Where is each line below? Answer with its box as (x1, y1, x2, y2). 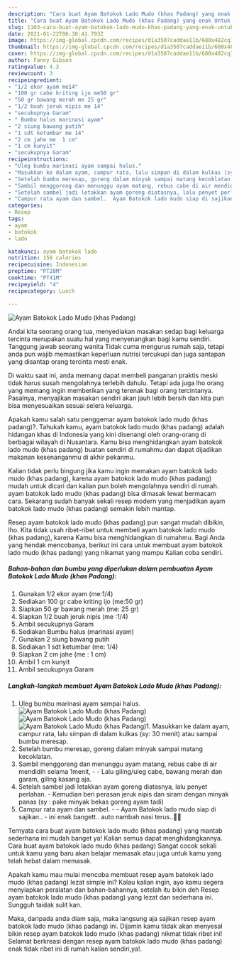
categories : (8, 202, 43, 210)
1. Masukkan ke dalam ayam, (145, 722, 230, 730)
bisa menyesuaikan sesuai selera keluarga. (8, 401, 133, 409)
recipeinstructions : (8, 156, 70, 163)
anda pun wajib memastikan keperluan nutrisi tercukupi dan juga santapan (8, 350, 226, 358)
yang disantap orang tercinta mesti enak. (8, 357, 128, 366)
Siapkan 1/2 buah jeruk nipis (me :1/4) (18, 613, 128, 621)
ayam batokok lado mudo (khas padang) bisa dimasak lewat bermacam (8, 489, 216, 497)
